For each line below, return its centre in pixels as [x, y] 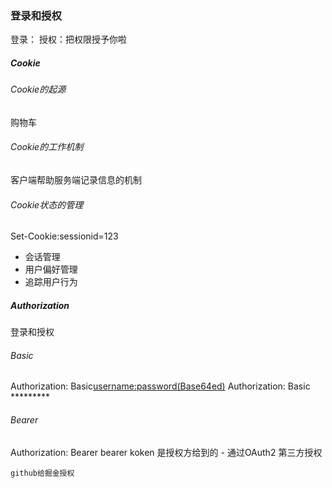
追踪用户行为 [51, 282]
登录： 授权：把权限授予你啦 [68, 39]
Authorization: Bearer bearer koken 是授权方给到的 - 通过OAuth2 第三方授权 [166, 452]
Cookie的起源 [38, 89]
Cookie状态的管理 [47, 204]
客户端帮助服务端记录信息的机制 [76, 180]
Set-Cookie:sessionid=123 [64, 236]
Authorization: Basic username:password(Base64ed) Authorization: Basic [160, 386]
